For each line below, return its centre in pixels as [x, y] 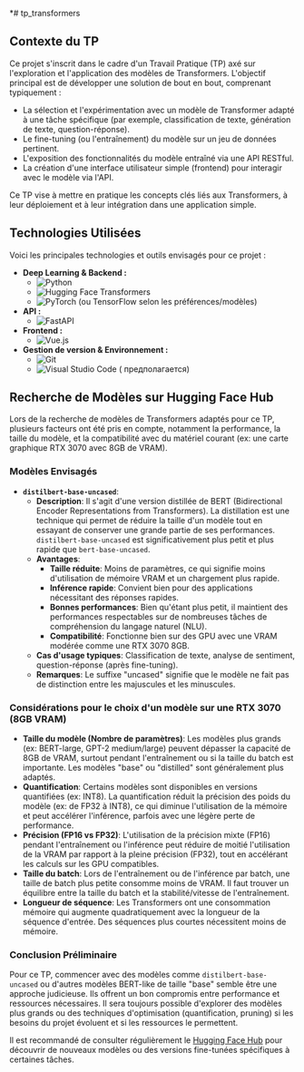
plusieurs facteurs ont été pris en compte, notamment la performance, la [145, 429]
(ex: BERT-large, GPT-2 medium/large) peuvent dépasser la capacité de [157, 748]
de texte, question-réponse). [76, 129]
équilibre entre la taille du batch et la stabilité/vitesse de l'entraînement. [156, 893]
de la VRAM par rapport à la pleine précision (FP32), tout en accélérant [155, 854]
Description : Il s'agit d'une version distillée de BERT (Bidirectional [159, 501]
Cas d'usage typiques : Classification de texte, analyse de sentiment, [166, 655]
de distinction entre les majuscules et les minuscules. [136, 684]
